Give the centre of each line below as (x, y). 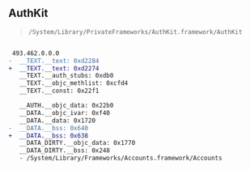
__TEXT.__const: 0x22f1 (59, 91)
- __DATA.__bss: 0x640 (49, 128)
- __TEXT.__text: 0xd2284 (54, 61)
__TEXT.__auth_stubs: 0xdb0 (66, 76)
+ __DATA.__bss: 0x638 (49, 136)
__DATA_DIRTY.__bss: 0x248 (65, 151)
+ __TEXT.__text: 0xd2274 (54, 68)
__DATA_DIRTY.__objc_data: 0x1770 (77, 143)
